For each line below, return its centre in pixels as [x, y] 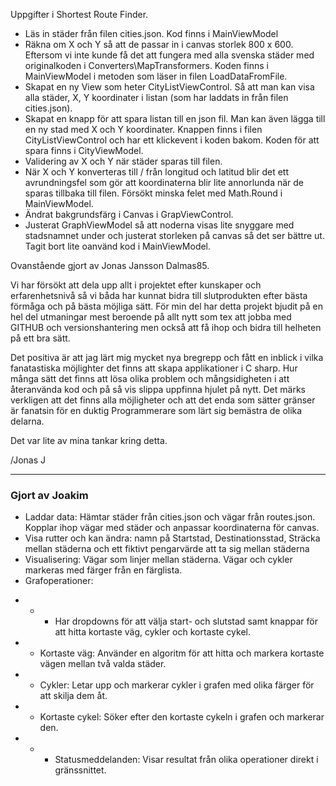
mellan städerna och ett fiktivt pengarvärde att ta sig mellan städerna [167, 549]
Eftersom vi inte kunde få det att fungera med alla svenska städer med [169, 55]
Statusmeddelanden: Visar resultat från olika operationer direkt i [186, 760]
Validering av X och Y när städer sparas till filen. [123, 161]
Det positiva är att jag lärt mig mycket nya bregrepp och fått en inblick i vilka [167, 357]
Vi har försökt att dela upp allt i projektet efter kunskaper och [136, 285]
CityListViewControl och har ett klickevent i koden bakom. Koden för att [172, 140]
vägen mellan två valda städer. [103, 664]
